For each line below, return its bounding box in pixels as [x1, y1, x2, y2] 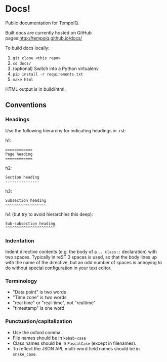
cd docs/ [12, 61, 31, 66]
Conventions [5, 101, 47, 110]
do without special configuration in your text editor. [5, 265, 112, 271]
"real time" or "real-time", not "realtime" [12, 300, 96, 306]
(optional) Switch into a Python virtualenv [12, 65, 99, 71]
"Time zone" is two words [12, 295, 67, 301]
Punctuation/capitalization [5, 318, 72, 325]
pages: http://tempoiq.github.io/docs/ [5, 35, 82, 41]
